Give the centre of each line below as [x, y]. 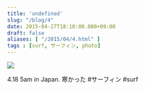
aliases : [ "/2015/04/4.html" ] [54, 39]
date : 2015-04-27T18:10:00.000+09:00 [61, 26]
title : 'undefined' [35, 13]
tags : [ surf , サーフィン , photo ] [54, 46]
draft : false [26, 33]
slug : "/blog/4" [30, 20]
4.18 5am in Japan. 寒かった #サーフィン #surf [73, 79]
